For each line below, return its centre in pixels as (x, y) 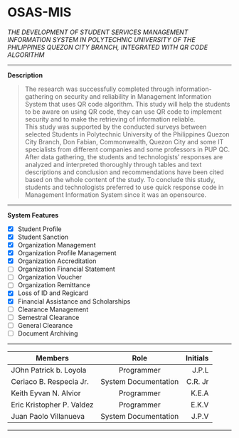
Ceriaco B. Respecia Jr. (50, 381)
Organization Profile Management (67, 253)
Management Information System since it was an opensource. (116, 194)
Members (52, 358)
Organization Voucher (50, 277)
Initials (197, 358)
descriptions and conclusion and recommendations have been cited (124, 172)
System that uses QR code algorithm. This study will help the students (127, 104)
